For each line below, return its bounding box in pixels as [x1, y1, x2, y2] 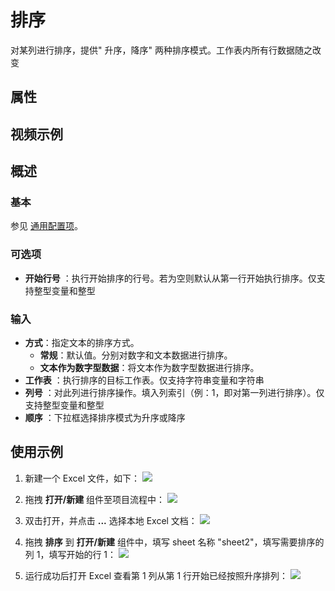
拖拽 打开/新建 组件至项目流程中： [24, 493, 166, 505]
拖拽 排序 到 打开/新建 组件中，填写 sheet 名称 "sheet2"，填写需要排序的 [24, 536, 325, 548]
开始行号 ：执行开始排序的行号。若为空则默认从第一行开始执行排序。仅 [24, 272, 317, 284]
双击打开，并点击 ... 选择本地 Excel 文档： [24, 514, 198, 526]
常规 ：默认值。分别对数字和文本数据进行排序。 [39, 349, 233, 361]
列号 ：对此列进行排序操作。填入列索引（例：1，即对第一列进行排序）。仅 [24, 387, 325, 398]
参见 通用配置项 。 [10, 220, 83, 232]
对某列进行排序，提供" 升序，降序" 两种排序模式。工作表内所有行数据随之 [10, 44, 313, 56]
